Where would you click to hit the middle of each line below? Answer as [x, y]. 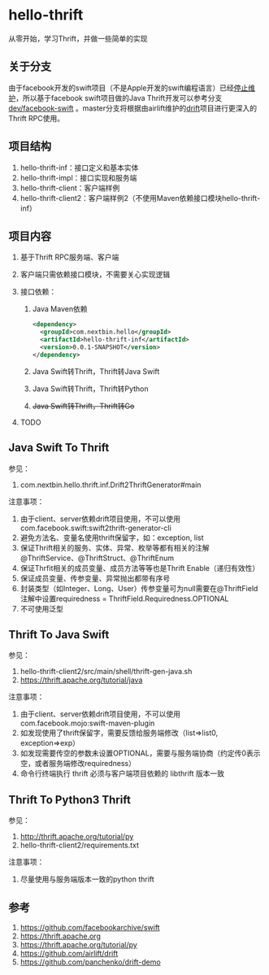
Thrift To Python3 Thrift [70, 800]
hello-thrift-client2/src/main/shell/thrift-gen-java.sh [106, 672]
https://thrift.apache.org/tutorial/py [79, 945]
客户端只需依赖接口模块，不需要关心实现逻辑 [95, 275]
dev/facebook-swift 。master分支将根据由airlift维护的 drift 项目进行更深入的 [133, 108]
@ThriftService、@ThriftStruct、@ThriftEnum [97, 558]
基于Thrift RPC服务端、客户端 [69, 257]
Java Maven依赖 [60, 309]
